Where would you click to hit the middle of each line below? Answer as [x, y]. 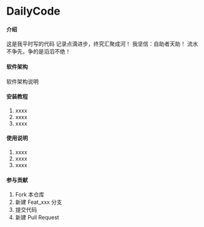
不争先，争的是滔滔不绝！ [38, 52]
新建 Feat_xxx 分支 [38, 202]
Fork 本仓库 [30, 195]
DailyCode [34, 11]
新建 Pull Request [37, 217]
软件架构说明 [22, 81]
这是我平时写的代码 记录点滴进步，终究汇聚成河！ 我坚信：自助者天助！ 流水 [102, 44]
